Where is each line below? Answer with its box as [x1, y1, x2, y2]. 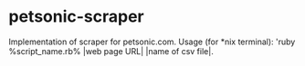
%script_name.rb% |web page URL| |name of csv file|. [8, 45, 214, 56]
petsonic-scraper [8, 6, 144, 27]
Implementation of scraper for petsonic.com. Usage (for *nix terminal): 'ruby [8, 36, 296, 47]
